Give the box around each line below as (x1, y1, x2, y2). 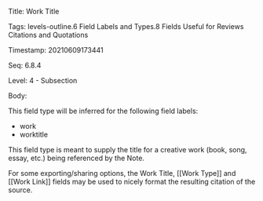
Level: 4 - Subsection (8, 76, 78, 85)
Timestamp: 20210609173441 (8, 46, 104, 54)
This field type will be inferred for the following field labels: (8, 106, 199, 115)
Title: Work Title (8, 7, 60, 16)
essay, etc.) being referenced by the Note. (8, 153, 145, 163)
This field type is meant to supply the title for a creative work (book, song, (8, 145, 247, 154)
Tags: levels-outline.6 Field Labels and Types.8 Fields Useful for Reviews (8, 22, 244, 31)
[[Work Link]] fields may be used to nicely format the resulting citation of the (8, 177, 256, 186)
